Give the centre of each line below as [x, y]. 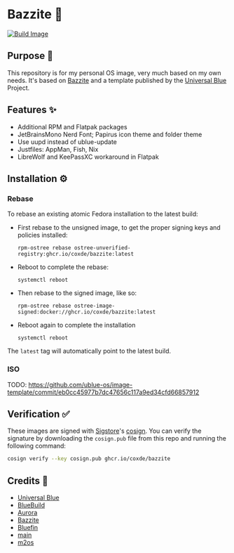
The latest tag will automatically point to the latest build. [89, 351]
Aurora [27, 513]
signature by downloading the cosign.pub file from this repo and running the [117, 438]
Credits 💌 [28, 481]
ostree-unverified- [102, 248]
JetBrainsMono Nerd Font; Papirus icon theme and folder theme [110, 134]
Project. [19, 88]
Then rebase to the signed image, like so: [77, 293]
